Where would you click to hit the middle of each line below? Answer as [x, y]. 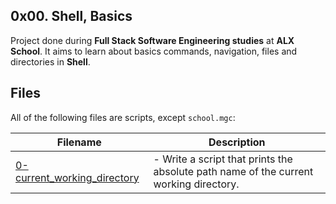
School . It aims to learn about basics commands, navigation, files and [154, 51]
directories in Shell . [50, 61]
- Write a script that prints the [223, 159]
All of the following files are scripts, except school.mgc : [123, 117]
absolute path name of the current [233, 171]
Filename [79, 142]
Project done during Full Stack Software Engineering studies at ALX [152, 40]
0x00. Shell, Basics [71, 16]
